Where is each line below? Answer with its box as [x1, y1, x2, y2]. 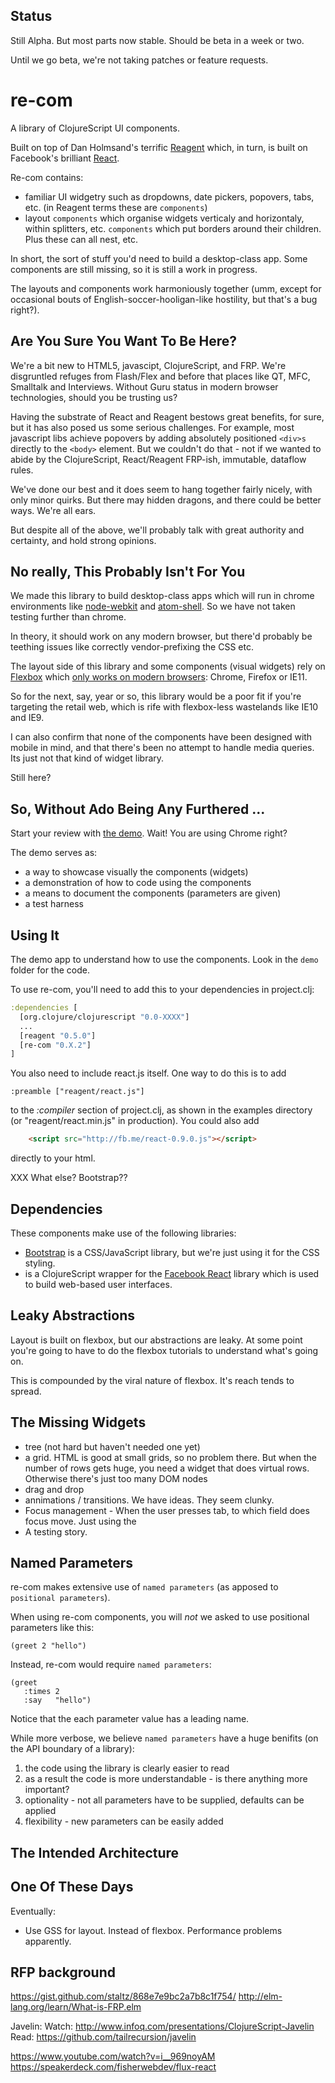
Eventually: [10, 1905, 56, 1917]
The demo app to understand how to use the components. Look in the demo [10, 954, 319, 965]
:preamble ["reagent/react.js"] [10, 1087, 145, 1097]
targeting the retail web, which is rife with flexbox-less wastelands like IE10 [10, 701, 319, 713]
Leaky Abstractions [10, 1307, 136, 1324]
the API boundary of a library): [10, 1743, 135, 1755]
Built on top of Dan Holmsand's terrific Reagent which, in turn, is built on [10, 141, 308, 153]
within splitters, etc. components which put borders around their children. [24, 222, 322, 234]
